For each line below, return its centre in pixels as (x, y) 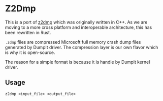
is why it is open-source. (30, 52)
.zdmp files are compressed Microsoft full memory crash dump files (73, 42)
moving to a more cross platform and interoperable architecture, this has (79, 27)
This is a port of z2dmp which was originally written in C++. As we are (76, 22)
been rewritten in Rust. (28, 32)
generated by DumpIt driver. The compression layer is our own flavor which (82, 47)
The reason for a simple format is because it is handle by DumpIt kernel (78, 62)
